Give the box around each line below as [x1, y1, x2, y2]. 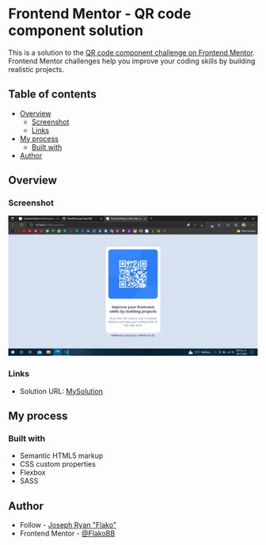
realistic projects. [8, 64, 65, 74]
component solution [8, 21, 144, 40]
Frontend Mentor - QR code [8, 5, 192, 23]
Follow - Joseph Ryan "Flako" [19, 520, 117, 530]
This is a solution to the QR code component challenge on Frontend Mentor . [8, 48, 255, 57]
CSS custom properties [19, 459, 97, 469]
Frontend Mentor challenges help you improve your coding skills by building [8, 56, 256, 66]
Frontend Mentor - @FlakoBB [19, 528, 116, 539]
